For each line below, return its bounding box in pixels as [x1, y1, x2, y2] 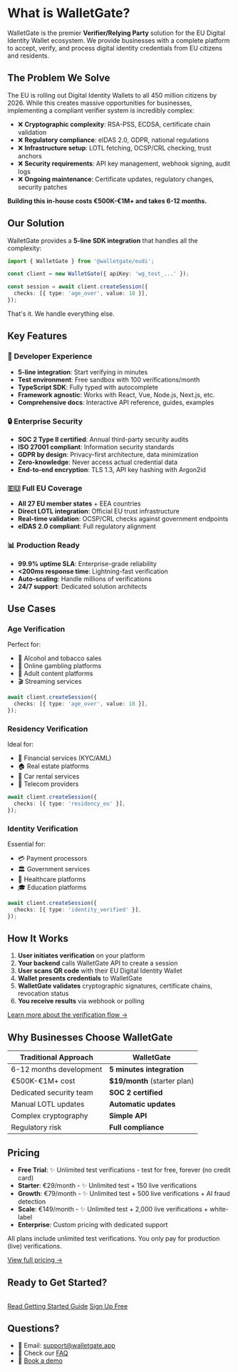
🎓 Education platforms [17, 883, 87, 892]
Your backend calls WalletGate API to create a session [17, 959, 178, 968]
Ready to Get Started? [7, 1276, 108, 1289]
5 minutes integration [109, 1065, 184, 1075]
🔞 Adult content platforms [17, 669, 93, 678]
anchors [17, 151, 43, 160]
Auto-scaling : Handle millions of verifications [17, 574, 152, 583]
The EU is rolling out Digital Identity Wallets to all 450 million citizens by [7, 91, 217, 99]
